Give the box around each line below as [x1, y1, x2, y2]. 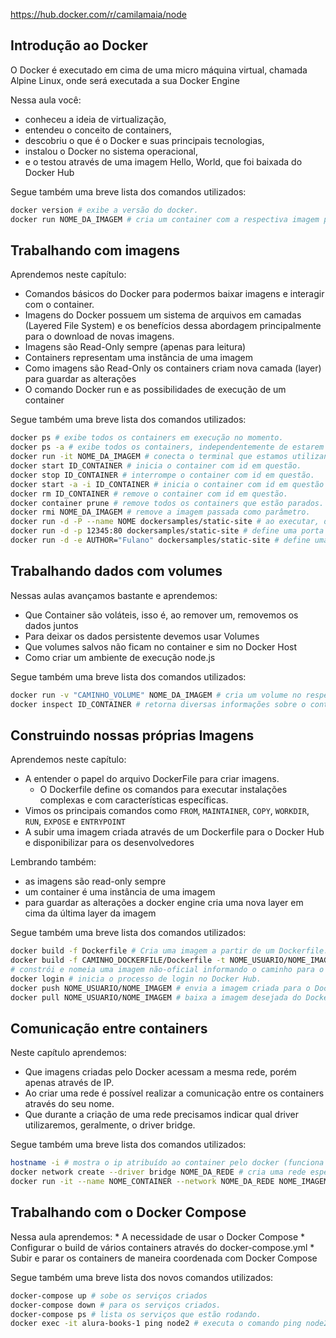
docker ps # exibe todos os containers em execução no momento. [10, 433, 284, 443]
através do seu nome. [24, 1098, 115, 1110]
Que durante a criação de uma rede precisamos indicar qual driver [24, 1109, 300, 1121]
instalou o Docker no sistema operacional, [24, 145, 198, 157]
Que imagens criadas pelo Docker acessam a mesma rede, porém [24, 1066, 297, 1078]
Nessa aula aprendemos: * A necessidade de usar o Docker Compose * [10, 1230, 306, 1243]
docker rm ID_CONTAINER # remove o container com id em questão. [10, 489, 288, 499]
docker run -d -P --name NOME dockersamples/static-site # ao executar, [10, 517, 320, 527]
